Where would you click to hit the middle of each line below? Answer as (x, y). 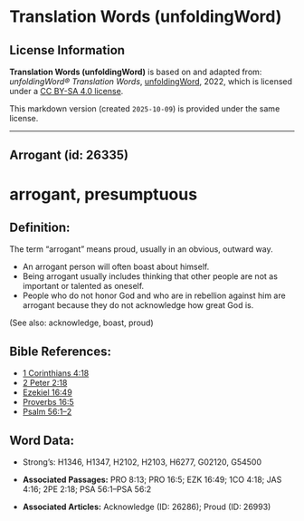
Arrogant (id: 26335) (69, 155)
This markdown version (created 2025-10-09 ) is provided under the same (145, 109)
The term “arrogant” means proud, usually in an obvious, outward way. (141, 249)
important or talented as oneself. (83, 286)
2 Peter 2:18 (45, 383)
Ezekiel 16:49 (47, 392)
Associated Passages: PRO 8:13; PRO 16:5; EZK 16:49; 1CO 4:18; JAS (152, 480)
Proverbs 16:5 (48, 402)
